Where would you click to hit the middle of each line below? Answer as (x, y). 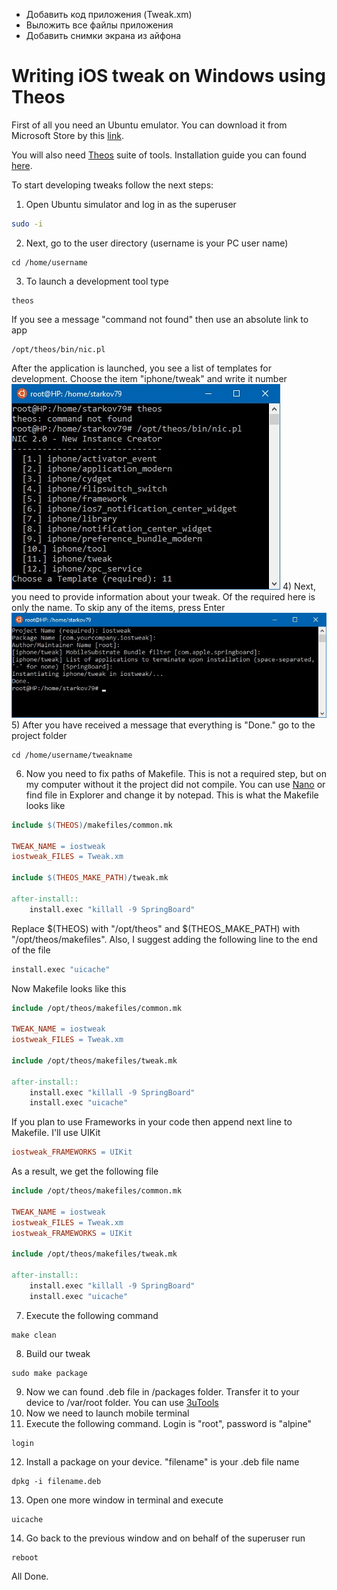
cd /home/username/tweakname (72, 755)
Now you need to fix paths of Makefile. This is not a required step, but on (176, 773)
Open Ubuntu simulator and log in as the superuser (131, 204)
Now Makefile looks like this (69, 988)
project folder (39, 735)
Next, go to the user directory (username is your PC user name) (157, 243)
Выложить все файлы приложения (99, 25)
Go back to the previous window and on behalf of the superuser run (165, 1538)
